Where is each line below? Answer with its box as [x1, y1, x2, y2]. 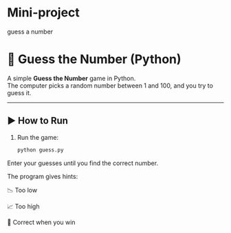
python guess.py [16, 146, 64, 154]
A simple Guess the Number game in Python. [7, 74, 136, 82]
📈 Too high [7, 202, 40, 210]
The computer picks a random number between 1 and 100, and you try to [7, 81, 213, 90]
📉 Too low [7, 186, 38, 194]
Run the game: [16, 133, 59, 141]
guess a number [7, 27, 54, 36]
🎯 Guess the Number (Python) [7, 51, 181, 67]
